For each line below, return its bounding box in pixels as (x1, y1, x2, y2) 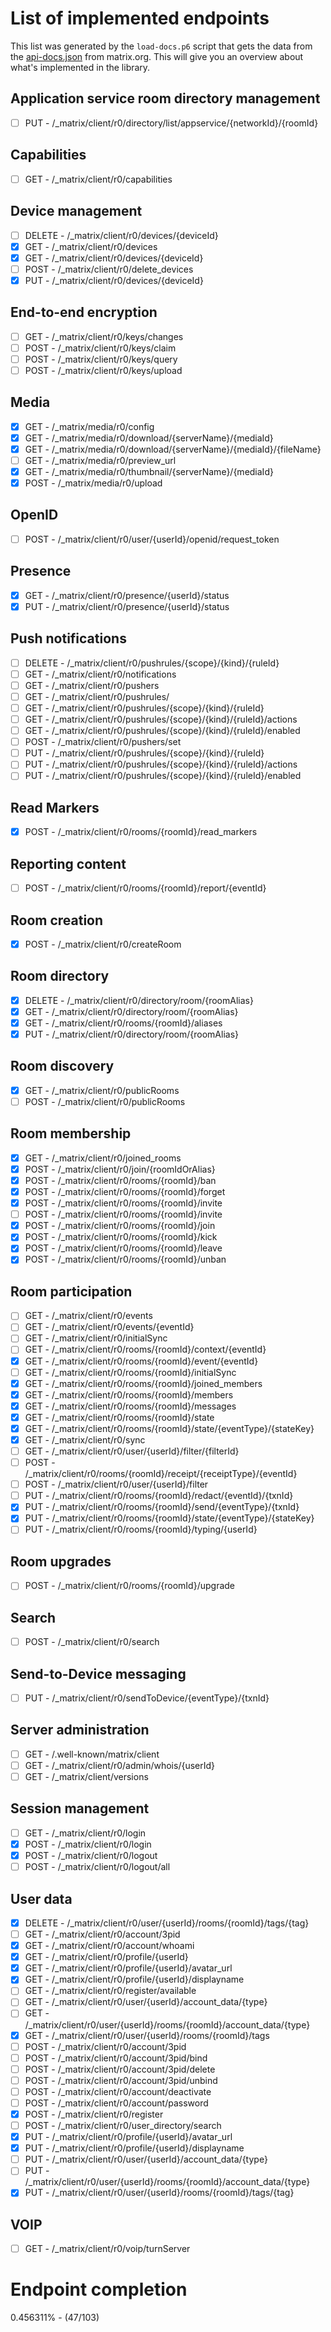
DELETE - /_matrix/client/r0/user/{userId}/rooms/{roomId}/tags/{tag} (24, 1917, 310, 1929)
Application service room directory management (10, 90, 321, 107)
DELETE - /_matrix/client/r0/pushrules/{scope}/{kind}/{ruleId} (24, 657, 280, 669)
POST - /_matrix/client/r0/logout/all (24, 1861, 171, 1873)
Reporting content (10, 855, 127, 872)
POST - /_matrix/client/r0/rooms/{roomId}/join (24, 1220, 216, 1232)
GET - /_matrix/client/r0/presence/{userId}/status (24, 589, 230, 601)
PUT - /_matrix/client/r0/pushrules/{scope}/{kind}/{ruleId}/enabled (24, 770, 302, 782)
